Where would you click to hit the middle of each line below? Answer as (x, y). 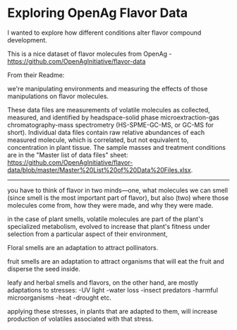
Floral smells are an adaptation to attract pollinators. (83, 247)
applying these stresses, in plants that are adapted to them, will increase (113, 311)
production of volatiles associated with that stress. (80, 319)
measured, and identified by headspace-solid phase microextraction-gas (114, 117)
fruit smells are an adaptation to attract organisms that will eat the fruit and (116, 261)
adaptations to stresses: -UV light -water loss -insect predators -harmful (113, 290)
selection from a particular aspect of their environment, (87, 234)
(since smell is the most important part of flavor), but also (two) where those (118, 198)
